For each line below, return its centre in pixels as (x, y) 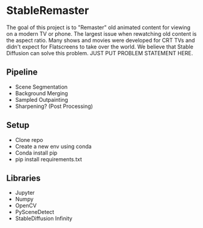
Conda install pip (36, 153)
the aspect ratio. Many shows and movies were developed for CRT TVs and (101, 40)
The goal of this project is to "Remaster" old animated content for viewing (98, 27)
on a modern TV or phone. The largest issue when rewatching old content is (101, 33)
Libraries (23, 178)
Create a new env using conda (53, 146)
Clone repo (29, 139)
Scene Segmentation (41, 87)
